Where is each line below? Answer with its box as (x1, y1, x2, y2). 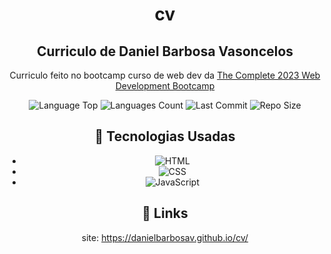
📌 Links (141, 205, 189, 222)
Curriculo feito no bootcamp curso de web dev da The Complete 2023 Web (9, 69, 321, 81)
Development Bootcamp (115, 80, 215, 92)
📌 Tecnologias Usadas (94, 128, 236, 145)
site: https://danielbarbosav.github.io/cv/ (81, 231, 249, 243)
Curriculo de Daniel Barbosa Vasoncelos (36, 43, 294, 60)
